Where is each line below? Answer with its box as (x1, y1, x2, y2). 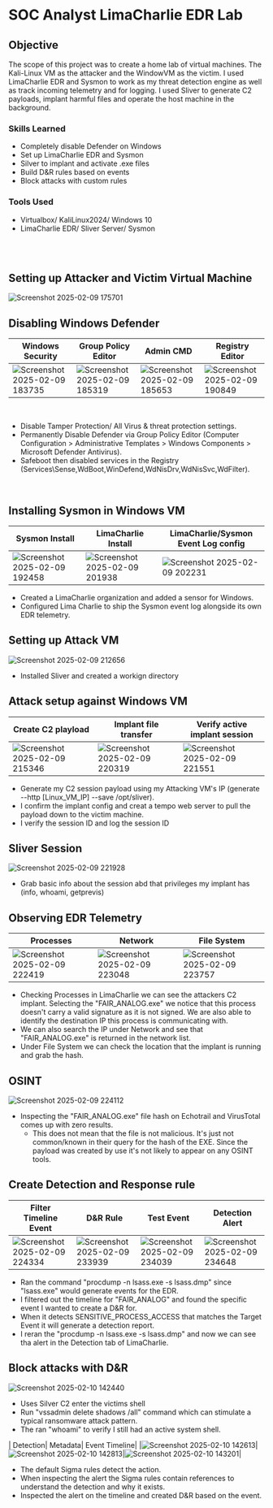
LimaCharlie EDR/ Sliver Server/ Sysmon (19, 223, 156, 233)
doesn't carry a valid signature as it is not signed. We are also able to (19, 1007, 252, 1017)
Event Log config (177, 538, 245, 549)
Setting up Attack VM (8, 634, 119, 648)
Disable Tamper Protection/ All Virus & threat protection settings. (19, 421, 237, 431)
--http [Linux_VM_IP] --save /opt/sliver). (19, 792, 155, 802)
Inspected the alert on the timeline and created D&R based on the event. (19, 1490, 262, 1500)
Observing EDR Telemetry (8, 911, 142, 925)
